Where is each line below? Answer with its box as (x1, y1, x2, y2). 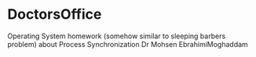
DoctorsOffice (7, 5, 102, 23)
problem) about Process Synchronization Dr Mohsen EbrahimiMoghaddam (7, 39, 248, 48)
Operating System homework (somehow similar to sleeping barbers (7, 31, 226, 41)
